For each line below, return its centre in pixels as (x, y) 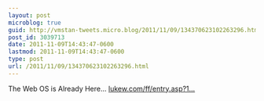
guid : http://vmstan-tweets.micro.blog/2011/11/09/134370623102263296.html (135, 30)
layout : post (29, 15)
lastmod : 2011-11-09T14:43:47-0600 (66, 52)
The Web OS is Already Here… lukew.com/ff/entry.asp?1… (102, 88)
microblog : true (35, 23)
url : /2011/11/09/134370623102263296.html (79, 67)
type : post (26, 60)
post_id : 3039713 (37, 37)
